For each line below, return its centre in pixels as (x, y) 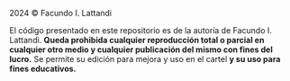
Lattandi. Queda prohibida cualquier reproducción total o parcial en (137, 40)
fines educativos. (43, 68)
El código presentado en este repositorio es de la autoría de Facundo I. (141, 30)
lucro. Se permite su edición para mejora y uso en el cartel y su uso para (145, 59)
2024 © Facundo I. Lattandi (61, 13)
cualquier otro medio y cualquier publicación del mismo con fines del (141, 49)
